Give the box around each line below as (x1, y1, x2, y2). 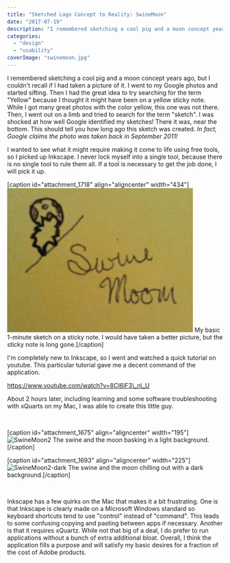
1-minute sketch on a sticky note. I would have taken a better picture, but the (7, 332, 223, 341)
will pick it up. (7, 167, 46, 175)
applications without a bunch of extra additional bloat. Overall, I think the (7, 534, 212, 542)
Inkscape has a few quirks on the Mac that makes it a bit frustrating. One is (7, 497, 218, 506)
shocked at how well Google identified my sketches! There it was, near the (7, 117, 218, 126)
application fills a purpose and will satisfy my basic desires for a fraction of (7, 540, 219, 549)
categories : (7, 33, 41, 40)
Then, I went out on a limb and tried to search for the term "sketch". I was (7, 110, 214, 118)
